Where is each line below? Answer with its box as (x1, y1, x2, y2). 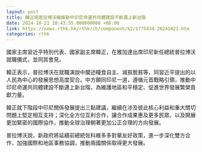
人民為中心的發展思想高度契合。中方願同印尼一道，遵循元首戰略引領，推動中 (6, 76, 196, 84)
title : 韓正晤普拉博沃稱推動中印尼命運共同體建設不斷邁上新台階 (6, 14, 146, 20)
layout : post (6, 8, 39, 15)
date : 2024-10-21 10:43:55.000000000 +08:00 (6, 20, 120, 26)
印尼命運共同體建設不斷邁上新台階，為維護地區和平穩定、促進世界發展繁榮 (6, 84, 191, 91)
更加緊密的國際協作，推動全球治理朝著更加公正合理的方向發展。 (6, 119, 164, 126)
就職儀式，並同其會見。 (6, 56, 64, 63)
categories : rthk (6, 31, 50, 37)
